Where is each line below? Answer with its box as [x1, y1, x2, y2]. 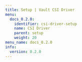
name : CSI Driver [14, 26, 50, 31]
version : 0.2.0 [9, 49, 41, 54]
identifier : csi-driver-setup [14, 21, 77, 26]
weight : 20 [14, 35, 37, 40]
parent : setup [14, 30, 43, 35]
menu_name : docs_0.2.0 [5, 40, 52, 45]
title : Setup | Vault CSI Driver [5, 7, 75, 12]
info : [5, 44, 16, 49]
